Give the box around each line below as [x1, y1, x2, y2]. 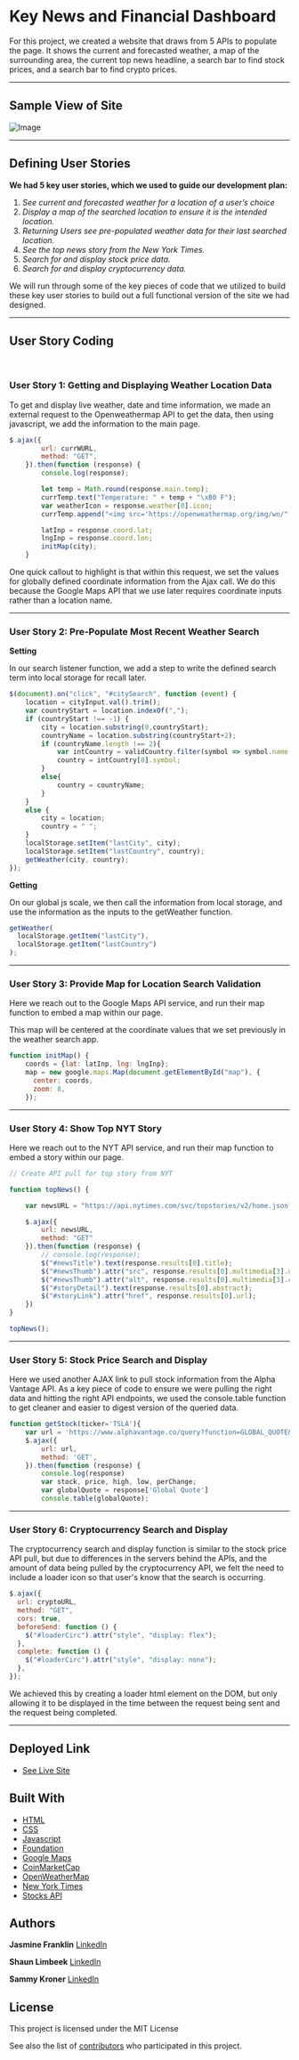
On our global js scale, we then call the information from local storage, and [9, 896, 283, 907]
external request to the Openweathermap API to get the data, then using [9, 409, 274, 419]
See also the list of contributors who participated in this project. [9, 2040, 243, 2051]
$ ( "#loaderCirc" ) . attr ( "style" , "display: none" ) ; [25, 1656, 217, 1665]
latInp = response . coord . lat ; [41, 525, 153, 535]
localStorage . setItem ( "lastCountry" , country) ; [25, 847, 205, 856]
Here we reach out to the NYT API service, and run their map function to [9, 1142, 274, 1153]
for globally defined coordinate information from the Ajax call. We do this [9, 576, 276, 587]
